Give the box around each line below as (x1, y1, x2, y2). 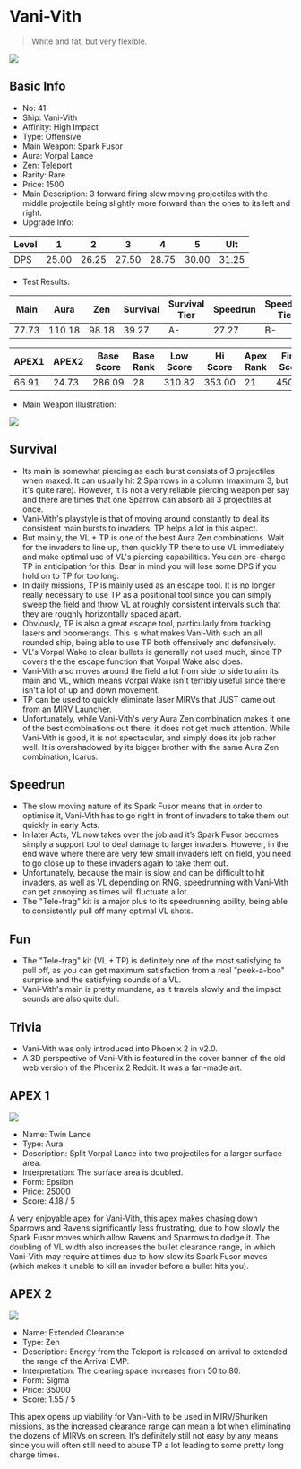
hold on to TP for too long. (21, 570, 119, 581)
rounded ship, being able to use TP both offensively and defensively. (21, 636, 276, 647)
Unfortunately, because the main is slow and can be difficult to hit (21, 868, 265, 878)
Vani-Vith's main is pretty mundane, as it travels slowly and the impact (21, 984, 282, 995)
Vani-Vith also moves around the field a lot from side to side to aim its (21, 665, 279, 676)
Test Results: (21, 276, 70, 287)
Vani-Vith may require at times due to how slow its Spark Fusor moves (9, 1250, 268, 1261)
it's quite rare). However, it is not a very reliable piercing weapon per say (21, 484, 290, 495)
